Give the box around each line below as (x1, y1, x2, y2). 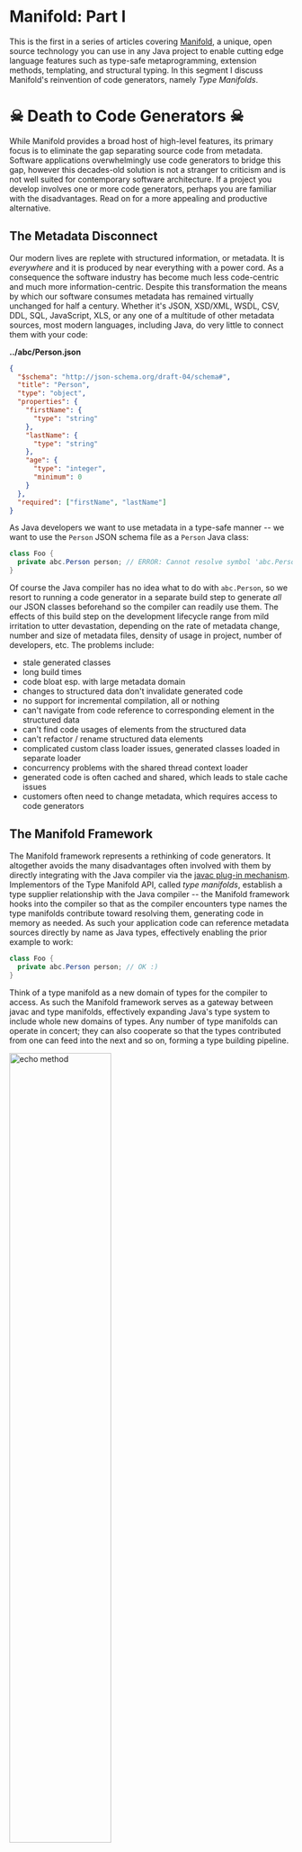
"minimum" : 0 (32, 472, 83, 482)
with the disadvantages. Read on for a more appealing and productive (9, 193, 268, 203)
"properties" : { (17, 398, 78, 407)
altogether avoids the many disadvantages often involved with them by (9, 859, 271, 870)
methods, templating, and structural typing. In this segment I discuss (9, 65, 263, 76)
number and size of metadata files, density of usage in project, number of (9, 630, 282, 641)
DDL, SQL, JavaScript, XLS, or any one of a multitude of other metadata (9, 310, 275, 320)
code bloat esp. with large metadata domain (22, 677, 186, 688)
